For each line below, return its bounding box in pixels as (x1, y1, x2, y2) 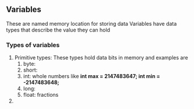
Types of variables (6, 41, 60, 49)
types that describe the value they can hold (6, 26, 111, 33)
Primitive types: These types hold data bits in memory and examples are (14, 54, 188, 61)
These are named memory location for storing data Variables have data (6, 20, 177, 27)
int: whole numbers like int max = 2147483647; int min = (23, 73, 160, 80)
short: (23, 66, 38, 73)
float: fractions (23, 92, 59, 99)
